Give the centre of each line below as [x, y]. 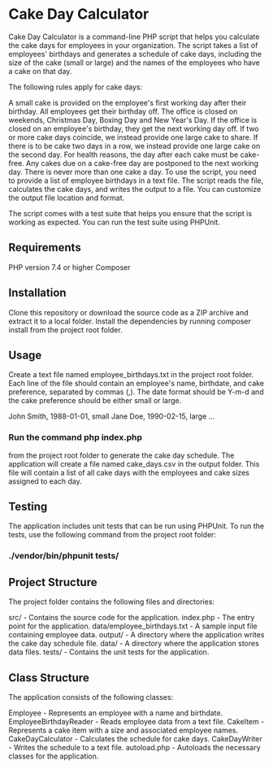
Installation [37, 293]
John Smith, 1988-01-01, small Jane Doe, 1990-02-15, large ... [112, 416]
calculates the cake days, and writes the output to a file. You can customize [135, 189]
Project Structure [53, 582]
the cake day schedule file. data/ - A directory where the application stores [134, 644]
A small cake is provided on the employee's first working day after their [128, 102]
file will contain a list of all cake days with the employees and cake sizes [129, 472]
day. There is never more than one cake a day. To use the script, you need [132, 172]
